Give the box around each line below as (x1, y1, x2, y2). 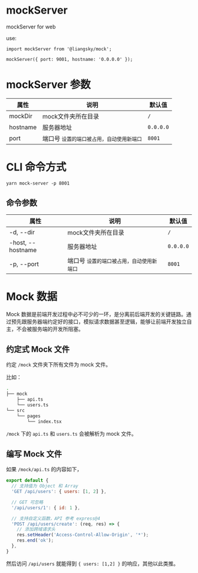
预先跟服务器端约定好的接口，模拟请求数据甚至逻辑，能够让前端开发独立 (11, 318, 187, 325)
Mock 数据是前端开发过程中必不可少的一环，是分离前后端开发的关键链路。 (6, 310, 187, 317)
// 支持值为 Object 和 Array (11, 483, 78, 489)
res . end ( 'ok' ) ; (16, 537, 54, 543)
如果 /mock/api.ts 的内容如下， (6, 466, 82, 473)
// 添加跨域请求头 (16, 526, 56, 533)
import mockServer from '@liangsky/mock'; (6, 46, 112, 52)
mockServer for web (6, 23, 56, 30)
